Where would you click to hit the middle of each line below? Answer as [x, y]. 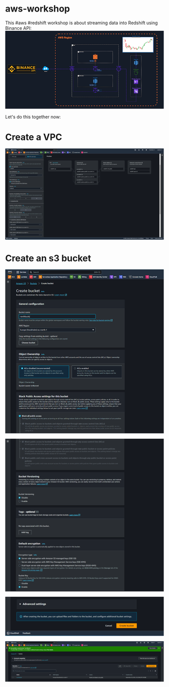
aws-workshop [38, 9]
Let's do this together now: [33, 117]
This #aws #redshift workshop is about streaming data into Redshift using [81, 23]
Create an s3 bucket [48, 258]
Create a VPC [34, 137]
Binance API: [18, 28]
